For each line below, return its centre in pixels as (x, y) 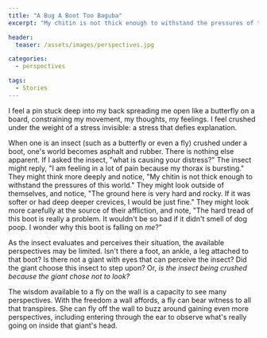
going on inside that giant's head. (63, 325)
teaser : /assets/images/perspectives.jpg (85, 44)
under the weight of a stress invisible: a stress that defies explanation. (123, 127)
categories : (28, 59)
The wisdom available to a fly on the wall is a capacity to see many (118, 291)
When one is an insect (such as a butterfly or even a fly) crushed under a (128, 143)
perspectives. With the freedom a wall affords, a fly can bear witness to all (130, 300)
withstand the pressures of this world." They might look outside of (116, 185)
